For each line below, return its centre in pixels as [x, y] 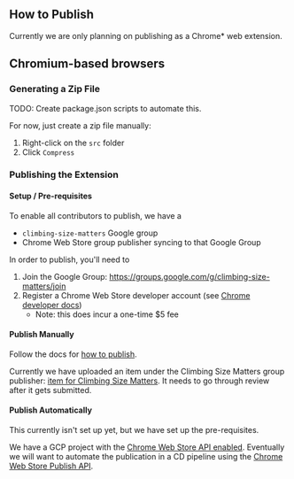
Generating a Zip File [54, 89]
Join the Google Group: [65, 276]
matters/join [44, 286]
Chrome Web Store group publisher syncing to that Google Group [141, 242]
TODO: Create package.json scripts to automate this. [105, 108]
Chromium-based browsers [87, 64]
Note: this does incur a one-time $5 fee [107, 314]
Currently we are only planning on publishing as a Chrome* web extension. [146, 35]
